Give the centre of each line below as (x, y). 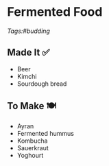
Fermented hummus (45, 133)
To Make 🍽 (32, 106)
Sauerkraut (33, 147)
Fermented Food (55, 12)
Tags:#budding (28, 31)
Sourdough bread (42, 84)
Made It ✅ (28, 52)
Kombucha (32, 141)
